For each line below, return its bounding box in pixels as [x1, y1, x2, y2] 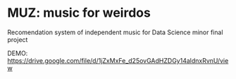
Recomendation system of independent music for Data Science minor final [7, 28, 223, 36]
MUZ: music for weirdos [7, 5, 151, 21]
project [7, 35, 28, 43]
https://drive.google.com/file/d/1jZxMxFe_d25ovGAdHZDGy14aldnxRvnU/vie [7, 56, 229, 64]
